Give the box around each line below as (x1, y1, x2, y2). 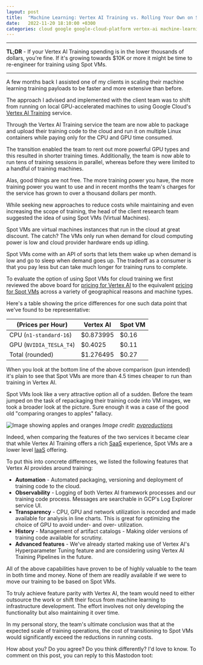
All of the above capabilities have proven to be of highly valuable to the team (6, 565, 197, 572)
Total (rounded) (9, 351, 54, 359)
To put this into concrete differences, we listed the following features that (6, 458, 188, 465)
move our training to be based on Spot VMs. (6, 578, 117, 585)
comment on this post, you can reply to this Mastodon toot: (6, 652, 153, 659)
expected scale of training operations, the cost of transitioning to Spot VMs (6, 627, 193, 635)
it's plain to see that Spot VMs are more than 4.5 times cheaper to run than (6, 372, 192, 380)
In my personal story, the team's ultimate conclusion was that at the (6, 621, 175, 628)
